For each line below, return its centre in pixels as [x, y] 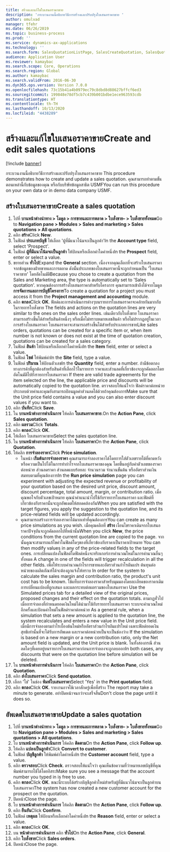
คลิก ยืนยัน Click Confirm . [37, 811]
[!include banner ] [24, 163]
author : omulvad [23, 19]
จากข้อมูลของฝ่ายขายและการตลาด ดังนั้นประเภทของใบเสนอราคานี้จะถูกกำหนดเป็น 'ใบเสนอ [88, 268]
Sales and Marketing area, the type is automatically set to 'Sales [80, 280]
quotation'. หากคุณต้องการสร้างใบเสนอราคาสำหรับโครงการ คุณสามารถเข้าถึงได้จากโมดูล [88, 285]
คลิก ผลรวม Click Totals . [36, 424]
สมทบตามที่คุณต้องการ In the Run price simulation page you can [82, 475]
